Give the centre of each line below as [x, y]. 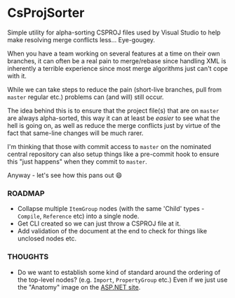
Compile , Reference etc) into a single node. [78, 216]
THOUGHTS [28, 257]
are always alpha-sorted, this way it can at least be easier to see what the [114, 118]
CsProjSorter [46, 13]
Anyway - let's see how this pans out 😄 [65, 175]
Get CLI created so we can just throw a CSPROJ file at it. [99, 223]
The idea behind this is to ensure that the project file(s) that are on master [113, 110]
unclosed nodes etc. [47, 239]
